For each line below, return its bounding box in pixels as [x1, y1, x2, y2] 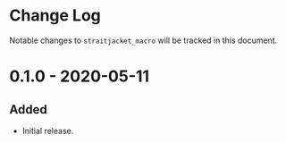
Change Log [9, 5, 101, 26]
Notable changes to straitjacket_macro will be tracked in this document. [9, 35, 278, 46]
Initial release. [21, 125, 74, 136]
